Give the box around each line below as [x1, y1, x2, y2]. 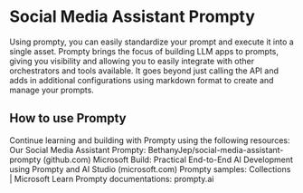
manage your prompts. [9, 84, 95, 95]
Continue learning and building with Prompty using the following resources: [9, 134, 290, 146]
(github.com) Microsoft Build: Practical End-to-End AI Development [43, 154, 294, 165]
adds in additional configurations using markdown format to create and [9, 74, 274, 85]
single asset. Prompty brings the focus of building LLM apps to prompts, [9, 45, 279, 56]
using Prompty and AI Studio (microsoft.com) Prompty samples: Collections [9, 163, 291, 174]
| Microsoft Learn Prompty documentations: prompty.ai [9, 173, 214, 184]
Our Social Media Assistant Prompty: [9, 144, 147, 155]
